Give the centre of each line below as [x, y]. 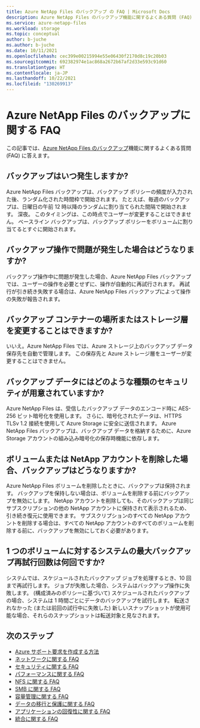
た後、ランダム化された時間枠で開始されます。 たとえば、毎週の [85, 199]
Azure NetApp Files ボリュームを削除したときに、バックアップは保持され [96, 486]
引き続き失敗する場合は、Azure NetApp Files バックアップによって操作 [104, 291]
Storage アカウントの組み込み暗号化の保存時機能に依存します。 [84, 438]
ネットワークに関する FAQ [47, 659]
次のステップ [30, 636]
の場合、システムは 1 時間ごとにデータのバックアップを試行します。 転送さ [98, 600]
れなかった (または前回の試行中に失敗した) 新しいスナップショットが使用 [96, 608]
